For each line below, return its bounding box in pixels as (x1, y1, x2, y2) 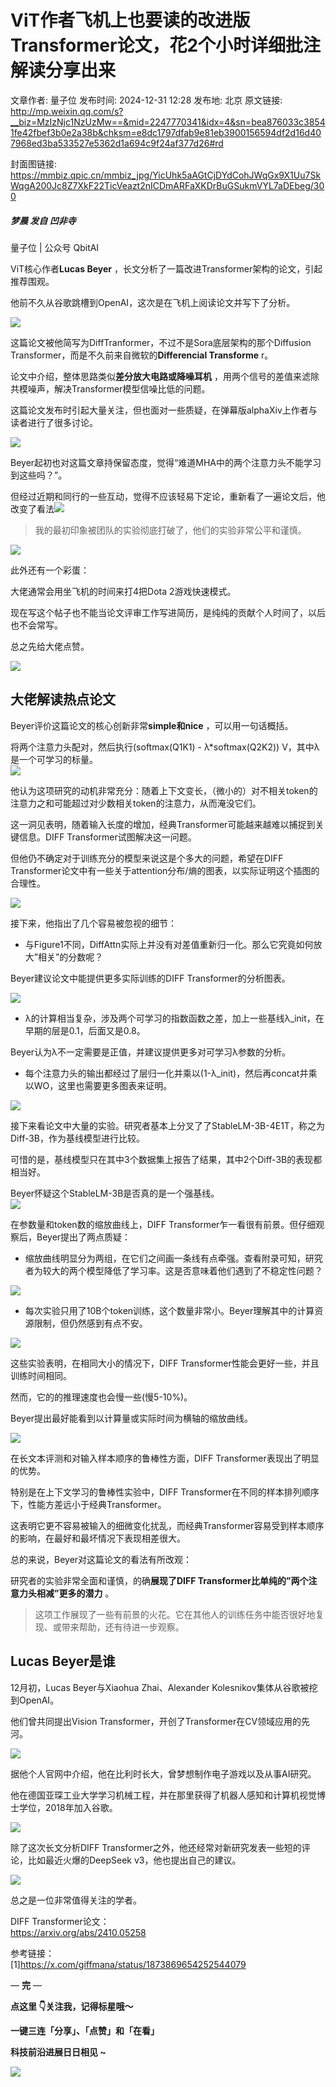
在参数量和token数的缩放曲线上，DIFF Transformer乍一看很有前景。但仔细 (10, 1218, 317, 1230)
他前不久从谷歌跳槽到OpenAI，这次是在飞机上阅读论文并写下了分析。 (10, 296, 296, 308)
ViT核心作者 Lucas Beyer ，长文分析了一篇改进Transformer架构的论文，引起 (10, 262, 323, 275)
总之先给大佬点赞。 (10, 640, 90, 652)
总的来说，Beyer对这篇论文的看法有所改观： (10, 1553, 193, 1565)
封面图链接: (10, 157, 58, 170)
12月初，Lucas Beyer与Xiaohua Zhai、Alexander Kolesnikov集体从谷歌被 (10, 1681, 310, 1693)
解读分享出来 (10, 59, 117, 82)
